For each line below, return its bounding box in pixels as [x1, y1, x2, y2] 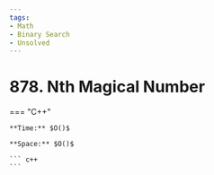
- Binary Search [9, 30, 70, 39]
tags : [9, 13, 30, 22]
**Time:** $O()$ [9, 124, 70, 133]
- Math [9, 22, 34, 31]
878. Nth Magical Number [9, 77, 205, 97]
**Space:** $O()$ [9, 140, 75, 149]
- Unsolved [9, 38, 50, 48]
